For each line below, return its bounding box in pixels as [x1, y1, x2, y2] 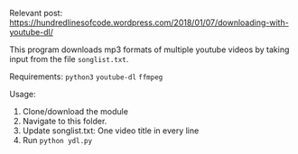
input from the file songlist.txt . [9, 54, 129, 64]
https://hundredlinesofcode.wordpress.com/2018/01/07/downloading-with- [9, 17, 289, 28]
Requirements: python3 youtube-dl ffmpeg [9, 71, 163, 82]
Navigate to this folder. [22, 116, 107, 126]
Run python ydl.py [22, 135, 93, 145]
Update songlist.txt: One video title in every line [22, 125, 200, 136]
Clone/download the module [22, 106, 129, 116]
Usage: [9, 89, 36, 99]
